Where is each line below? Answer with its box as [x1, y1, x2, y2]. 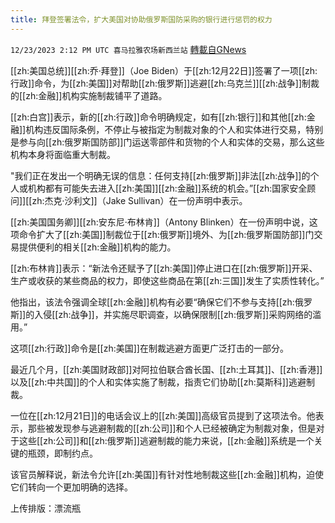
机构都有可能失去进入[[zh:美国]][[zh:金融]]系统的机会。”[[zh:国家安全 [27, 182, 308, 194]
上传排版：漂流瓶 [10, 502, 81, 514]
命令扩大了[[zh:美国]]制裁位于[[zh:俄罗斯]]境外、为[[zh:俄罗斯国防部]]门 [18, 228, 315, 240]
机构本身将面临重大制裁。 [10, 148, 116, 160]
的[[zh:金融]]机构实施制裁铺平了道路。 [10, 89, 168, 101]
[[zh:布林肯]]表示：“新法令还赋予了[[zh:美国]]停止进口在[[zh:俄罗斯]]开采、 [10, 262, 318, 274]
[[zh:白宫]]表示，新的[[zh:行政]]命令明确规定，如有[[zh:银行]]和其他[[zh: [10, 111, 307, 123]
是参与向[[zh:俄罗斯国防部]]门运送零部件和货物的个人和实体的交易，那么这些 [10, 136, 325, 148]
